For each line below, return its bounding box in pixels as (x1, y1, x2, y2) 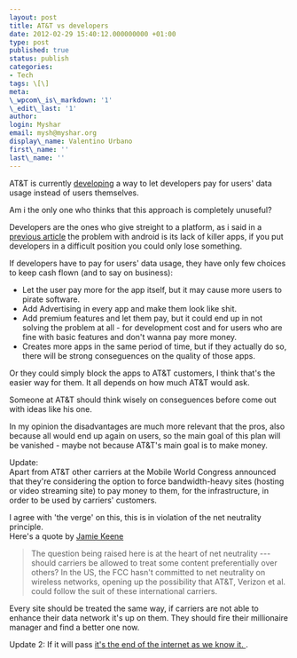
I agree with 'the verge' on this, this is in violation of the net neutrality (9, 511, 262, 522)
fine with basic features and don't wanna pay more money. (21, 331, 238, 342)
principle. (9, 521, 44, 532)
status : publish (9, 54, 69, 63)
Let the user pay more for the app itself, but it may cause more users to (21, 284, 282, 295)
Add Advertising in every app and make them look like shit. (21, 303, 238, 313)
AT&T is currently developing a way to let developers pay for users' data (9, 178, 272, 188)
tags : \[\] (9, 79, 50, 88)
